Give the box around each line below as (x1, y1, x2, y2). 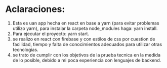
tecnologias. (12, 46, 39, 52)
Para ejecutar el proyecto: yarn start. (12, 30, 90, 36)
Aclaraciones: (5, 3, 65, 15)
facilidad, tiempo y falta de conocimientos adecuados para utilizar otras (12, 41, 162, 47)
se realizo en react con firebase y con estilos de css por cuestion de (12, 36, 155, 42)
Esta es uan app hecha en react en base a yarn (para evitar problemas (12, 20, 159, 26)
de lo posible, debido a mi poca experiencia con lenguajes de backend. (12, 57, 161, 63)
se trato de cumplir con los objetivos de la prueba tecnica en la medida (12, 51, 161, 58)
